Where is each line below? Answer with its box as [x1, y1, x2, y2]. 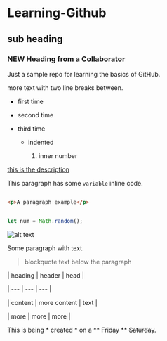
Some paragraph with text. [7, 244, 84, 252]
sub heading [7, 33, 63, 45]
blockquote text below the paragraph [24, 257, 132, 266]
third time [17, 124, 46, 133]
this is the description [7, 165, 70, 174]
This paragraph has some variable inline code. [7, 179, 144, 187]
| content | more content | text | [7, 298, 98, 307]
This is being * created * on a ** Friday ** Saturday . [7, 326, 156, 334]
